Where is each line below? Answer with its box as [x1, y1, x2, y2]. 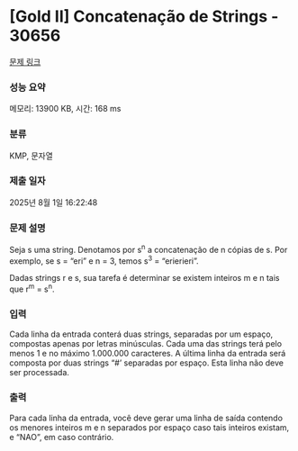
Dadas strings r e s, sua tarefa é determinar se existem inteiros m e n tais [9, 273, 280, 284]
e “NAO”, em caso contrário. [9, 431, 114, 442]
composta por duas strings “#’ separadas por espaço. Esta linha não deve [9, 357, 284, 368]
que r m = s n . [9, 282, 55, 294]
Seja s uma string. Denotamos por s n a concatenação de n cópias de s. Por [9, 243, 288, 255]
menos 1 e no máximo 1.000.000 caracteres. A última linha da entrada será [9, 348, 286, 359]
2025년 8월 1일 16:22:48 [9, 196, 98, 208]
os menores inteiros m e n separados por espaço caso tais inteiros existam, [9, 421, 290, 433]
